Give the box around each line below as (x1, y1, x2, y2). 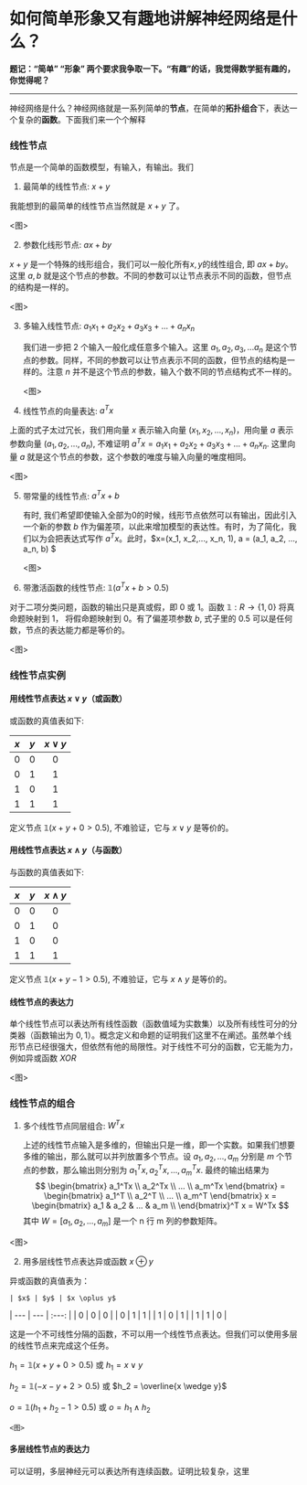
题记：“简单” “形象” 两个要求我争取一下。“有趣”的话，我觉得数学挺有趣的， (9, 63, 295, 74)
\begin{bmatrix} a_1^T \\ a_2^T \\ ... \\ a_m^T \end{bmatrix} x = (44, 1191, 277, 1202)
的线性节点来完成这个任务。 (9, 1341, 114, 1351)
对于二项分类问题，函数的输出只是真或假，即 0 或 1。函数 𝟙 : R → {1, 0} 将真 (9, 601, 295, 613)
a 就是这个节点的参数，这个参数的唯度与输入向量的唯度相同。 (19, 451, 251, 462)
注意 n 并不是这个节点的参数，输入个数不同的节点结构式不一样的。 (47, 366, 297, 377)
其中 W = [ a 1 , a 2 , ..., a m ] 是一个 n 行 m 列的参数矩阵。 (22, 1215, 222, 1229)
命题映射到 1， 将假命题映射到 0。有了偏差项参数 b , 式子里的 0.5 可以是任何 (9, 613, 293, 624)
